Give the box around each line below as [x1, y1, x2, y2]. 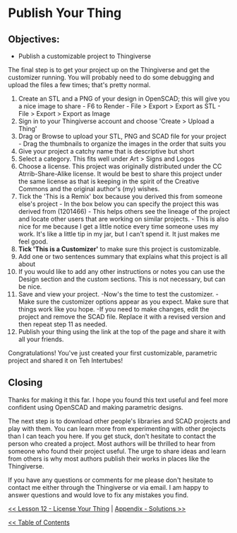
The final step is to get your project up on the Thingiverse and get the [8, 66, 210, 74]
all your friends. [18, 335, 64, 343]
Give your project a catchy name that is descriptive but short [18, 147, 195, 155]
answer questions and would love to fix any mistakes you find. [8, 491, 189, 499]
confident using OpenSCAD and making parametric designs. [8, 403, 183, 411]
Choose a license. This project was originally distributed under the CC [18, 162, 222, 171]
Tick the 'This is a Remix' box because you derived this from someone [18, 193, 223, 200]
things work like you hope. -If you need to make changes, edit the [18, 305, 209, 313]
